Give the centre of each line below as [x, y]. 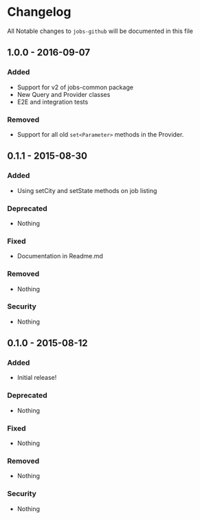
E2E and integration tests [53, 102]
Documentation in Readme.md [60, 256]
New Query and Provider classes [64, 94]
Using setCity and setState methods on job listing [87, 190]
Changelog [39, 12]
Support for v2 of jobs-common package [75, 87]
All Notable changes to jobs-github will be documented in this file [100, 31]
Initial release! [37, 378]
